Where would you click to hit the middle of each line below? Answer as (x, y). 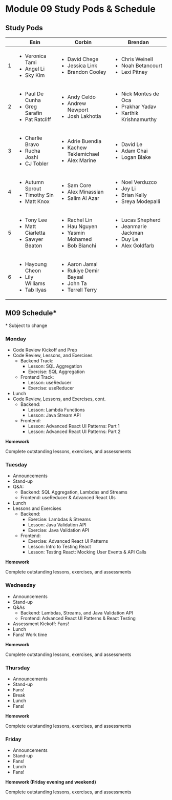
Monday (16, 339)
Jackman (132, 233)
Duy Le (130, 239)
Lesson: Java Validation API (57, 525)
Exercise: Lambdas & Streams (59, 519)
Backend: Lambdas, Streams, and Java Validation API (77, 612)
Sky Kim (35, 75)
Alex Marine (82, 160)
